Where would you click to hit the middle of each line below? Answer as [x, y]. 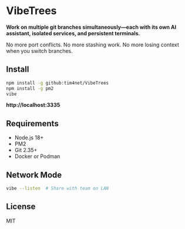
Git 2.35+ [26, 150]
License [21, 207]
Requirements [32, 124]
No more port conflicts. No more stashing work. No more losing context [92, 45]
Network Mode [34, 175]
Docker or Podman [37, 156]
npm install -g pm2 [30, 88]
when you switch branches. [40, 50]
